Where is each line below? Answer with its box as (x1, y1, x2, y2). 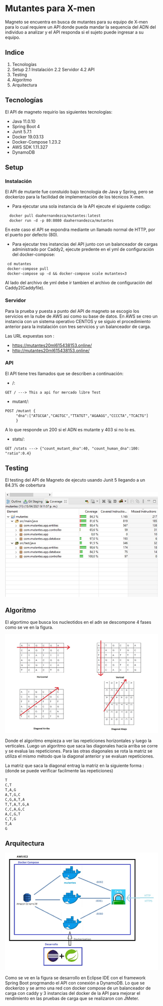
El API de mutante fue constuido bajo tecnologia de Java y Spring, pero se (5, 189, 154, 195)
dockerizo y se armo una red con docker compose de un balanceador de (5, 985, 151, 991)
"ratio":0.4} (5, 451, 32, 456)
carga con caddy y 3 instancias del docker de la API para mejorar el (5, 990, 141, 996)
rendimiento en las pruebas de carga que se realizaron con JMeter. (5, 995, 139, 1002)
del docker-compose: (12, 252, 55, 258)
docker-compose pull (7, 266, 49, 272)
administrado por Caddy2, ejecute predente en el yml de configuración (12, 246, 154, 252)
